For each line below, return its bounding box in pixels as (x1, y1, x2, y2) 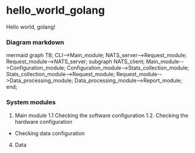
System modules (6, 98, 56, 107)
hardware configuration (14, 118, 73, 125)
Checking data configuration (14, 129, 85, 137)
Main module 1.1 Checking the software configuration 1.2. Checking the (14, 111, 188, 119)
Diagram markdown (6, 38, 64, 46)
